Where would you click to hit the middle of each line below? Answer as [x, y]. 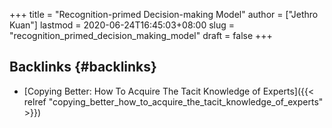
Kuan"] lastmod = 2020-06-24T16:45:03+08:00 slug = [122, 25]
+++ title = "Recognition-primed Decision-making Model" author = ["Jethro [164, 14]
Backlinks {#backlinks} [83, 67]
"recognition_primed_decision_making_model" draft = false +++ [141, 35]
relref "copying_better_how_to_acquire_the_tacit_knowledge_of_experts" [173, 101]
